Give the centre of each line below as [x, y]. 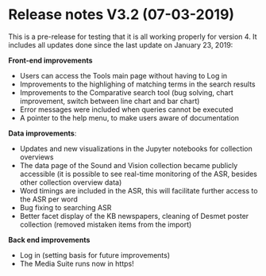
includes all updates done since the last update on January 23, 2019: [121, 44]
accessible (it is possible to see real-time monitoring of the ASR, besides [139, 174]
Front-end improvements [50, 60]
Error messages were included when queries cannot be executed [126, 109]
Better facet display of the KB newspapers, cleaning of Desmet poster [134, 216]
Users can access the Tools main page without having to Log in [123, 75]
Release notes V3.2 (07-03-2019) [121, 15]
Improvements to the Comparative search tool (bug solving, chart [127, 92]
